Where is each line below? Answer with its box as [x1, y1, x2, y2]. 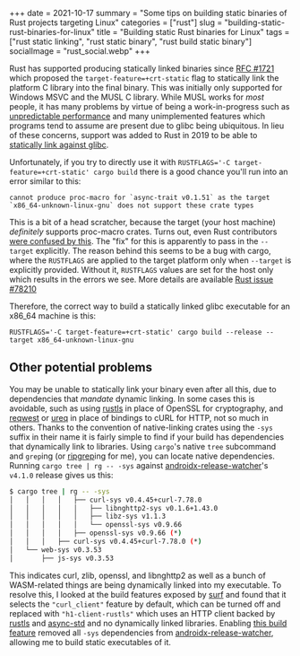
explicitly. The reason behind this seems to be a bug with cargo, [35, 246, 271, 256]
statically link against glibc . [9, 139, 109, 150]
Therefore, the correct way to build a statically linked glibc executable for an [9, 301, 291, 311]
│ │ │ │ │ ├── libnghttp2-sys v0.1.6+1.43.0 [9, 503, 219, 512]
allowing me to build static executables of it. [9, 636, 172, 647]
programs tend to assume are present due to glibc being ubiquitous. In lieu [9, 120, 285, 131]
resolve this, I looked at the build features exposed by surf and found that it [9, 589, 287, 599]
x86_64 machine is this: [9, 311, 97, 321]
